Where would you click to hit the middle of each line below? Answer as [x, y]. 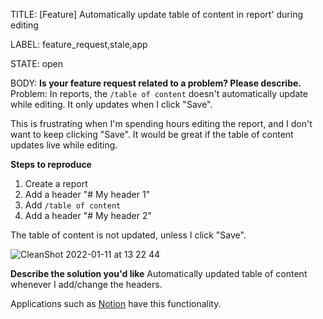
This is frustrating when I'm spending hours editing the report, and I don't [161, 123]
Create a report [56, 183]
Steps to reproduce [51, 164]
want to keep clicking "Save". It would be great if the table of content [152, 134]
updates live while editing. [64, 145]
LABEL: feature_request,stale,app [79, 44]
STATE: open [37, 63]
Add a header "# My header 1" [87, 194]
